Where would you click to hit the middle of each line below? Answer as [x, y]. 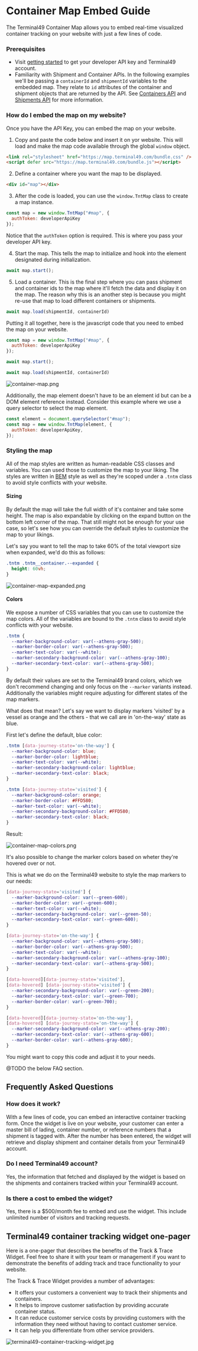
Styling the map [29, 451]
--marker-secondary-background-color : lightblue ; [74, 768]
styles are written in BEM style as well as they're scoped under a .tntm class [99, 476]
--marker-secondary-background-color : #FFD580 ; [71, 811]
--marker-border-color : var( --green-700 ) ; [64, 1001]
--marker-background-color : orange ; [56, 795]
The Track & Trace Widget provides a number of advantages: [81, 1281]
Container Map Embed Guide [78, 11]
